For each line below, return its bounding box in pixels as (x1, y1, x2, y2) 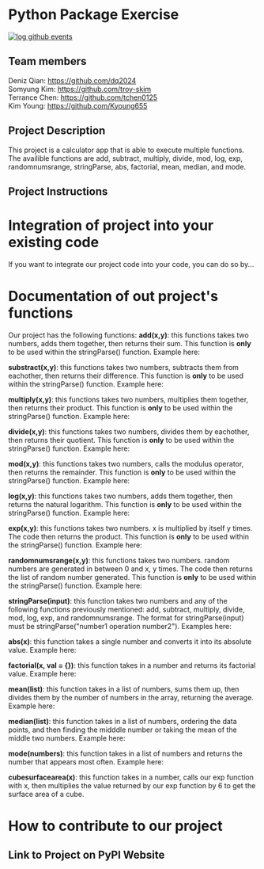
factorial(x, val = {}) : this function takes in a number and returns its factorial (8, 660, 256, 670)
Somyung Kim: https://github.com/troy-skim (8, 84, 152, 93)
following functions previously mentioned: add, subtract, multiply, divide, (8, 604, 245, 614)
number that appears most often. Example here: (8, 757, 164, 766)
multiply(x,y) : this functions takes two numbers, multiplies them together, (8, 394, 249, 404)
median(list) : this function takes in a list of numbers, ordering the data (8, 716, 237, 726)
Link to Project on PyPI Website (8, 848, 165, 862)
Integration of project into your (8, 216, 214, 234)
